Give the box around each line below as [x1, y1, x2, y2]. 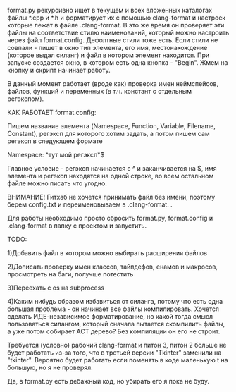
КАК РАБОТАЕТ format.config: [7, 109, 97, 116]
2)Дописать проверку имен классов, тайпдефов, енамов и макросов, [7, 262, 218, 271]
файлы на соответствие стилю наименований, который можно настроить [7, 28, 230, 37]
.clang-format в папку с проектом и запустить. [7, 221, 147, 230]
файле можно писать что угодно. [7, 179, 107, 188]
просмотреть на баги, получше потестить [7, 270, 134, 278]
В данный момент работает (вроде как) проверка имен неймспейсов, [7, 80, 219, 87]
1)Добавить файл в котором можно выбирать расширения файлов [7, 249, 208, 257]
